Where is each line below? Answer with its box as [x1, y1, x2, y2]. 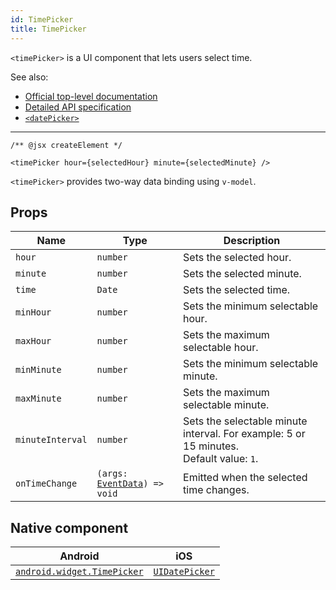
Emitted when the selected [183, 471, 308, 485]
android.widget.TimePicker [15, 566, 144, 578]
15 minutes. [183, 439, 240, 453]
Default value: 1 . [183, 452, 259, 466]
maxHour [15, 336, 52, 347]
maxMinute [15, 393, 62, 405]
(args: [96, 468, 128, 480]
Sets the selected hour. [183, 251, 292, 265]
